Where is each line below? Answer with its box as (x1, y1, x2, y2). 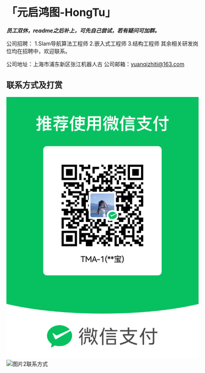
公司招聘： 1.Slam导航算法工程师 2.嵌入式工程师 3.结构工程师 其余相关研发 (6, 40, 193, 47)
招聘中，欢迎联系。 (22, 47, 71, 55)
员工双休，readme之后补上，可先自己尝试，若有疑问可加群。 (6, 27, 160, 34)
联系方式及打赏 (6, 80, 63, 90)
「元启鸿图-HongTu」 (6, 5, 116, 20)
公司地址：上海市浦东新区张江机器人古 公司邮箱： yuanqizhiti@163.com (6, 60, 185, 68)
